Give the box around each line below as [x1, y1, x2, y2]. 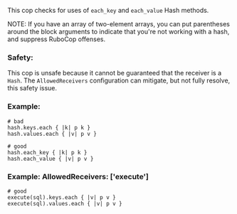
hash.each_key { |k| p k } [7, 149, 88, 156]
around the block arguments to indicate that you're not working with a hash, [7, 28, 230, 36]
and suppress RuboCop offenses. [7, 35, 105, 43]
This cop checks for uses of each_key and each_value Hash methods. [7, 6, 209, 14]
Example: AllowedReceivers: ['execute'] [7, 171, 149, 181]
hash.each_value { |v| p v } [7, 155, 94, 162]
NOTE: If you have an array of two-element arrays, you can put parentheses [7, 20, 230, 28]
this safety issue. [7, 84, 58, 92]
